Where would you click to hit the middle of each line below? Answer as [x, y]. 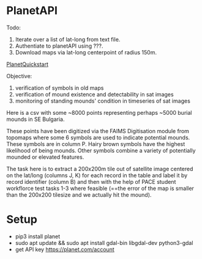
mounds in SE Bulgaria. [36, 119]
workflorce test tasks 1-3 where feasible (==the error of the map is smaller [100, 188]
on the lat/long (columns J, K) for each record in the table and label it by [97, 175]
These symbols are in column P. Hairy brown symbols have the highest [96, 144]
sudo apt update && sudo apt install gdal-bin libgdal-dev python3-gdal [104, 243]
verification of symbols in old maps [59, 88]
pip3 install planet [38, 236]
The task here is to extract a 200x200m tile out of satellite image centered [100, 169]
